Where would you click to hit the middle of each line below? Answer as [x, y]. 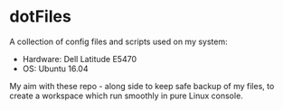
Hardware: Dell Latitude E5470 [80, 59]
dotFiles [41, 17]
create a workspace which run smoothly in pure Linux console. [127, 96]
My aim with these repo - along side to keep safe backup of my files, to [142, 86]
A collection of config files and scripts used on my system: [118, 41]
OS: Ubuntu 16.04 [55, 69]
